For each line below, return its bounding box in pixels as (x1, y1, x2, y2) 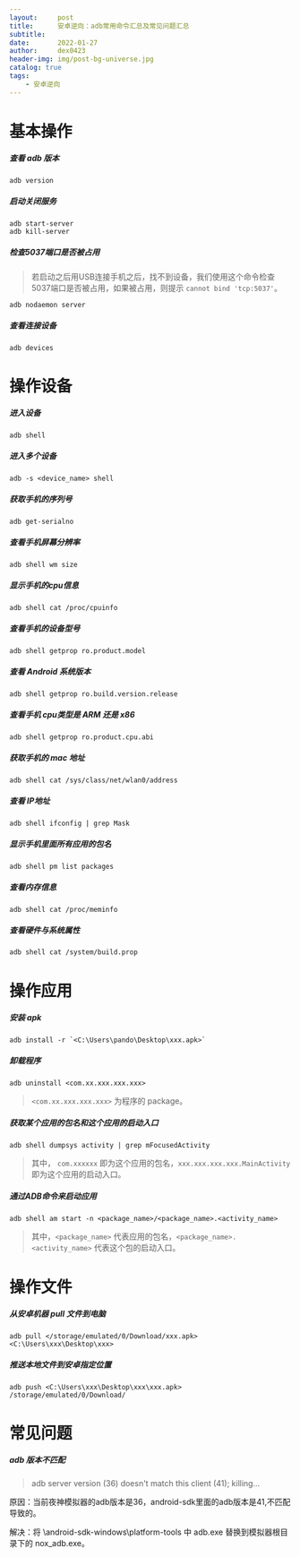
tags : (9, 72, 30, 81)
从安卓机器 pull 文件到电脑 (9, 1309, 106, 1320)
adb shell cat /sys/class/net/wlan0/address (9, 776, 178, 785)
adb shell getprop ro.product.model (9, 646, 146, 655)
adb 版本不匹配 (9, 1455, 65, 1466)
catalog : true (9, 64, 63, 73)
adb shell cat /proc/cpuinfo (9, 603, 118, 612)
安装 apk (9, 1012, 42, 1023)
